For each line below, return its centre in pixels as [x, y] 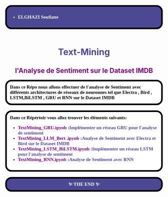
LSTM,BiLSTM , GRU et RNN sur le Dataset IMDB [62, 98]
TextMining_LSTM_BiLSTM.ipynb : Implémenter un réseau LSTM [85, 149]
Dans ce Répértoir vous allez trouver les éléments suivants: [68, 118]
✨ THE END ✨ [84, 184]
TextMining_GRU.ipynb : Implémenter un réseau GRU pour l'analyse [87, 128]
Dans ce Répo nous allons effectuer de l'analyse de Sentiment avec [75, 87]
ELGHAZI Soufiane [38, 17]
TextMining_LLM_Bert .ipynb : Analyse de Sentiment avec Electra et [87, 138]
